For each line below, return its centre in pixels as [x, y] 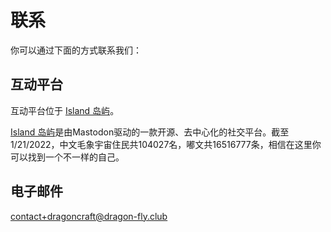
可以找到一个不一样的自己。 [67, 157]
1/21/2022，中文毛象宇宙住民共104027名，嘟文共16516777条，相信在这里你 [166, 144]
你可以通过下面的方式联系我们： [76, 50]
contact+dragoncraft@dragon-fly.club [89, 216]
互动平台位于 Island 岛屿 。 [65, 110]
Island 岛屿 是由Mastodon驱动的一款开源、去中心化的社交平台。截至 [150, 132]
